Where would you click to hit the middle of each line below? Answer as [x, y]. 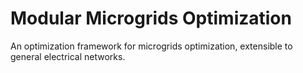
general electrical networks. [68, 56]
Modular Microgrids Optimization [151, 18]
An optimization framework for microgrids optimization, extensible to [151, 46]
